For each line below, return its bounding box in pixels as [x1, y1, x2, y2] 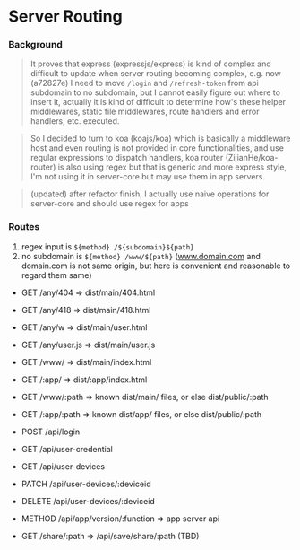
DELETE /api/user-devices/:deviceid [21, 495, 156, 506]
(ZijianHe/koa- [225, 153, 279, 163]
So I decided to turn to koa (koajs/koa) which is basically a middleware [30, 133, 291, 144]
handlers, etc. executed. [30, 116, 120, 127]
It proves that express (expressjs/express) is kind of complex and [30, 58, 272, 69]
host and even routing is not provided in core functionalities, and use [30, 143, 284, 153]
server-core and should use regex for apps [30, 198, 189, 209]
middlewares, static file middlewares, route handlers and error [30, 106, 261, 118]
